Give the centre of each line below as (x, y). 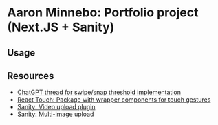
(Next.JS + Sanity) (61, 27)
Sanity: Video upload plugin (56, 107)
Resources (31, 76)
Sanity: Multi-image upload (55, 114)
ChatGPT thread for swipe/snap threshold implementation (99, 92)
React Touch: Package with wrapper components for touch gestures (114, 100)
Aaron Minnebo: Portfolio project (103, 13)
